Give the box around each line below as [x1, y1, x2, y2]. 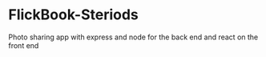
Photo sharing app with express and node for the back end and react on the [8, 32, 259, 42]
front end [8, 40, 39, 50]
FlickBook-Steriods [8, 6, 139, 24]
